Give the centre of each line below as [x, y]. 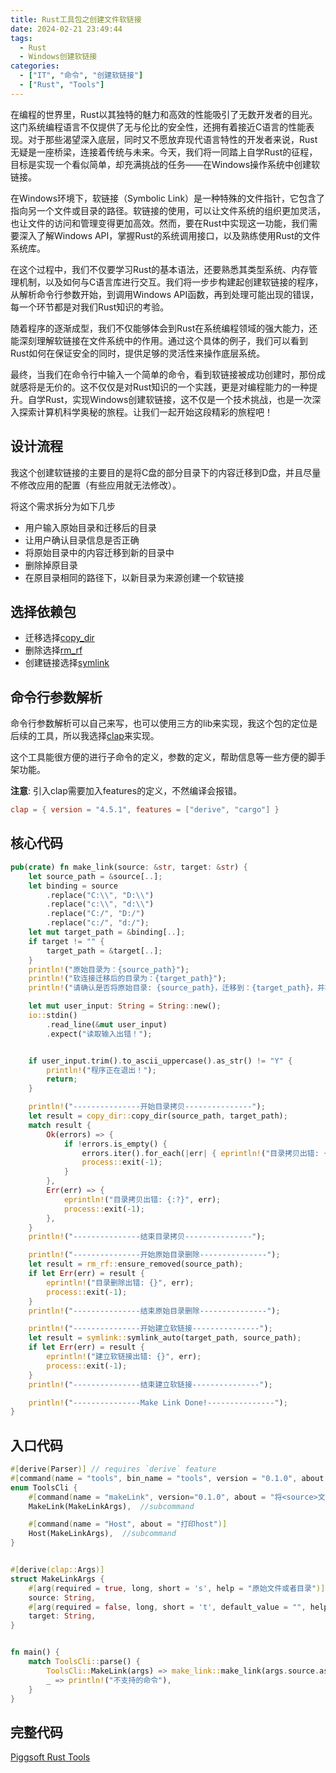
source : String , [62, 1597]
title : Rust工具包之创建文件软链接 [76, 19]
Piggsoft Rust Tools [50, 1757]
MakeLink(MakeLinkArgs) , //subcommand [111, 1506]
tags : [21, 38]
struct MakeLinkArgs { [57, 1579]
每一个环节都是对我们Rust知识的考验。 [90, 307]
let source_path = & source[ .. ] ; [95, 876]
